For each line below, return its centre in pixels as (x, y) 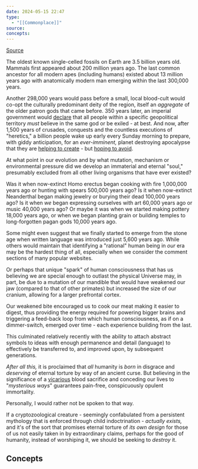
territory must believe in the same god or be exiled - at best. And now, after (98, 123)
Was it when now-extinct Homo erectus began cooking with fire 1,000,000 (97, 184)
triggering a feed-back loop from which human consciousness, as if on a (95, 319)
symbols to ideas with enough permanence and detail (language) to (88, 343)
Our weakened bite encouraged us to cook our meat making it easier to (93, 306)
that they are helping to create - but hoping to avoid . (70, 149)
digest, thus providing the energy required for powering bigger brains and (96, 312)
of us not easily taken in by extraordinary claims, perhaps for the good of (95, 434)
